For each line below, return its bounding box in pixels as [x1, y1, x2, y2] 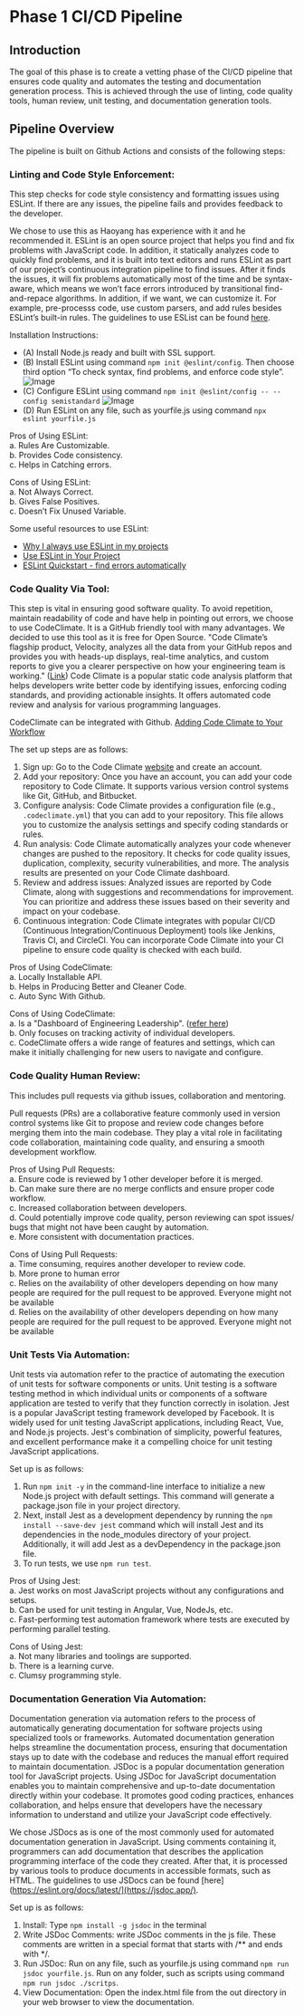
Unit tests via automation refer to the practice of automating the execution [9, 1369, 285, 1379]
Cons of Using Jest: [9, 1641, 83, 1652]
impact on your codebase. [22, 906, 120, 917]
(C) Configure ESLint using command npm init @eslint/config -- [22, 386, 270, 397]
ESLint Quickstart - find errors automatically [22, 560, 187, 571]
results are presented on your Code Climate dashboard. [22, 868, 231, 878]
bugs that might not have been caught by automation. [9, 1221, 210, 1233]
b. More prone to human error [9, 1268, 120, 1279]
